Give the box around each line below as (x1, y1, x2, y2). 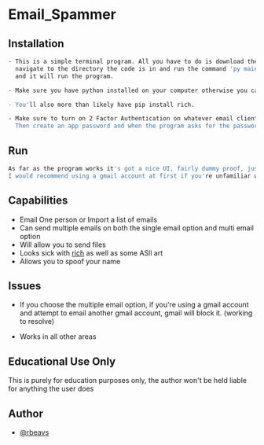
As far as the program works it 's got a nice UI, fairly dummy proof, (8, 164, 244, 172)
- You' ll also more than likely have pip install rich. (8, 101, 195, 108)
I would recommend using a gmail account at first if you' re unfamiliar (8, 171, 251, 180)
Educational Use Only (8, 355, 116, 368)
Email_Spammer (8, 6, 116, 24)
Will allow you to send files (19, 240, 106, 249)
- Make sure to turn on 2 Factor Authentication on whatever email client (8, 115, 258, 123)
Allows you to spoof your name (19, 256, 121, 266)
